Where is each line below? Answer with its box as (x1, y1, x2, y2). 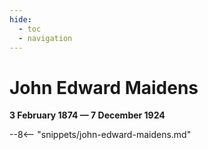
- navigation (18, 33, 73, 43)
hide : (9, 14, 32, 25)
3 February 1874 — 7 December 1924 (9, 109, 166, 121)
